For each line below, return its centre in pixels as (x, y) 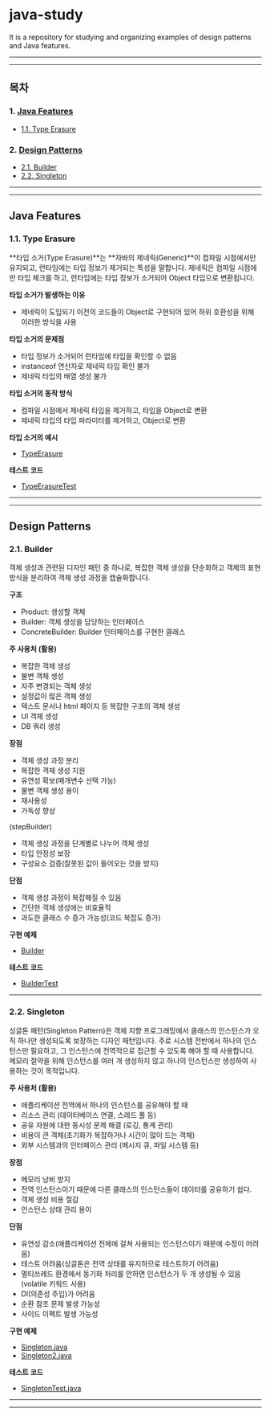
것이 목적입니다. (55, 1070)
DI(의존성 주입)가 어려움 (58, 1293)
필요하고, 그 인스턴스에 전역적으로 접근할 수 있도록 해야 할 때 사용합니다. (142, 1050)
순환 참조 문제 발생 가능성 (60, 1303)
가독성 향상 (38, 811)
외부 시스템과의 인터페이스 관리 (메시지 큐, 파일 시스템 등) (110, 1145)
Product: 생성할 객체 (53, 612)
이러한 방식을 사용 (48, 321)
